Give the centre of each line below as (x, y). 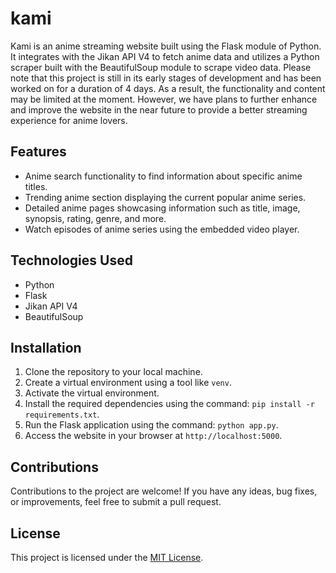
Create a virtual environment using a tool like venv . (128, 383)
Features (38, 152)
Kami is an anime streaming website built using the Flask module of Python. (166, 46)
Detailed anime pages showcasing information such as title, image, (162, 208)
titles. (36, 186)
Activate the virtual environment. (92, 393)
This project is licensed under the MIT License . (107, 557)
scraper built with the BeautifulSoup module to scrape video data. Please (161, 67)
